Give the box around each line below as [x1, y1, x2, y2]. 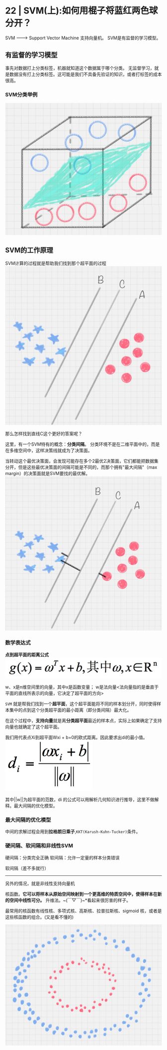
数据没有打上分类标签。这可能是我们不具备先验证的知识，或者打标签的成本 [9, 71, 162, 77]
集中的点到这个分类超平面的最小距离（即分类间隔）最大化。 [9, 707, 132, 713]
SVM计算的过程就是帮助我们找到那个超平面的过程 [5, 260, 107, 266]
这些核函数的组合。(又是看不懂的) [5, 914, 74, 920]
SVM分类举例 [5, 91, 38, 98]
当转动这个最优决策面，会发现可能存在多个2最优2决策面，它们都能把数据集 [5, 458, 159, 464]
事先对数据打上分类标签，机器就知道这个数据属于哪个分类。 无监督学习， [5, 65, 155, 71]
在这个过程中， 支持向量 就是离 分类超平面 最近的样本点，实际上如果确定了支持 [5, 718, 162, 724]
